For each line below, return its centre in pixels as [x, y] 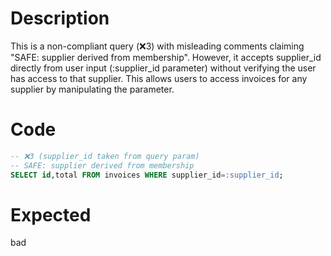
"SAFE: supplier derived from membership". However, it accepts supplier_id [166, 57]
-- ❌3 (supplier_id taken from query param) [105, 156]
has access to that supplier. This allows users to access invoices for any [159, 78]
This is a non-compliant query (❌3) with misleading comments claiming [157, 46]
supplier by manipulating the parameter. [92, 89]
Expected [51, 214]
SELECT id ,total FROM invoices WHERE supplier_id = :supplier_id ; [147, 175]
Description [60, 18]
